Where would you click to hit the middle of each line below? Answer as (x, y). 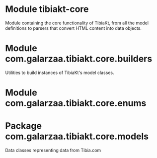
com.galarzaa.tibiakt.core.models (77, 136)
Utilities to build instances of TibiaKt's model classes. (60, 73)
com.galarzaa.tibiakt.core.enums (76, 103)
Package (24, 126)
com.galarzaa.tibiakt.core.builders (79, 59)
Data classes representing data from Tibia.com (53, 150)
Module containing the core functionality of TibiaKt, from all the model (77, 23)
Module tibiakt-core (47, 9)
